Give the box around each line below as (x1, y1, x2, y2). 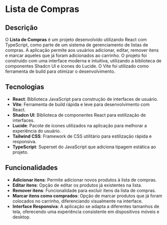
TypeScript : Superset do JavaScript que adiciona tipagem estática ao (12, 144, 156, 150)
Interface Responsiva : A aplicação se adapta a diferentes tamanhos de (12, 203, 160, 209)
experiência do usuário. (12, 128, 61, 134)
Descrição (5, 23, 38, 32)
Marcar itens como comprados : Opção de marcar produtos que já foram (12, 193, 163, 199)
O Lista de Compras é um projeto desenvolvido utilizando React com (5, 36, 147, 42)
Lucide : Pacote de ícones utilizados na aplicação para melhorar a (12, 122, 147, 128)
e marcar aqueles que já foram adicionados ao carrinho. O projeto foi (5, 52, 147, 58)
